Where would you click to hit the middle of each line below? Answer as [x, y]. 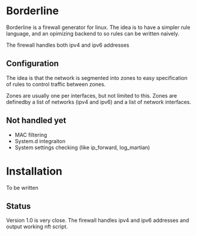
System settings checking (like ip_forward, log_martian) [82, 147]
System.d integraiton [40, 141]
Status [19, 206]
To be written [22, 187]
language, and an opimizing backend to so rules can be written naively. [93, 33]
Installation [34, 171]
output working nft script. [37, 227]
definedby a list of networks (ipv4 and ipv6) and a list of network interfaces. [99, 102]
